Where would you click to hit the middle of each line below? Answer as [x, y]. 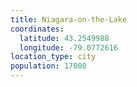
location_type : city [53, 57]
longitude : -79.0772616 [68, 47]
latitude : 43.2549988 [64, 38]
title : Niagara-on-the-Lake [69, 19]
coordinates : [37, 29]
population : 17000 [48, 66]
